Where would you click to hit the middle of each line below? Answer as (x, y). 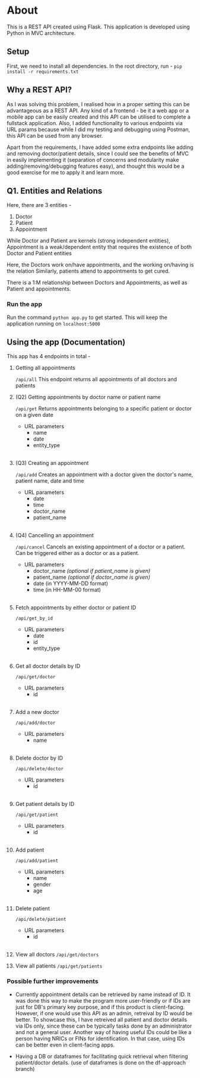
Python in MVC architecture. (41, 33)
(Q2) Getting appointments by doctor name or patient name (88, 397)
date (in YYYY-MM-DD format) (71, 583)
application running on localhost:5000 (53, 323)
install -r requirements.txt (43, 72)
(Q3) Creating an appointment (52, 463)
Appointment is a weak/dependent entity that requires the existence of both (99, 247)
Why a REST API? (39, 90)
